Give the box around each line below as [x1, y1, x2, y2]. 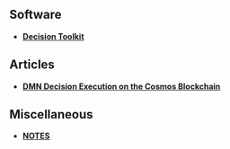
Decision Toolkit [22, 31, 84, 41]
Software [9, 7, 62, 22]
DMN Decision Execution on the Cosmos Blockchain [22, 81, 221, 92]
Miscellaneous [9, 107, 93, 122]
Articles [9, 57, 56, 73]
